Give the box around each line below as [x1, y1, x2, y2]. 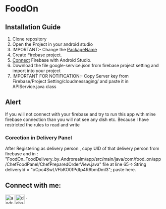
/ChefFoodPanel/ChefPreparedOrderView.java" [5, 161, 102, 167]
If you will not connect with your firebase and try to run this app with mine [5, 111, 156, 117]
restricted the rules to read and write [5, 121, 80, 127]
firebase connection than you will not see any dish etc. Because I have [5, 116, 149, 122]
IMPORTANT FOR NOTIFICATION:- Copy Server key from [12, 73, 129, 79]
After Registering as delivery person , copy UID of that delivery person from [5, 145, 160, 152]
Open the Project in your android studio [12, 41, 93, 47]
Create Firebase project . [12, 52, 62, 58]
